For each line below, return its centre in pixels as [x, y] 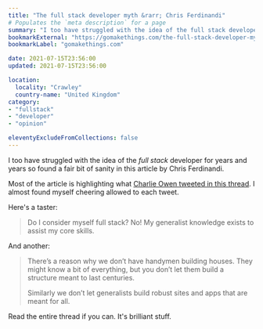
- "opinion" [27, 124]
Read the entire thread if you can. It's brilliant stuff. [90, 316]
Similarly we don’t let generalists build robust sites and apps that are [137, 293]
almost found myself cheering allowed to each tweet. [94, 192]
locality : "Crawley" [49, 87]
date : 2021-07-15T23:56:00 [52, 59]
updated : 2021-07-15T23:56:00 [58, 66]
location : [24, 80]
